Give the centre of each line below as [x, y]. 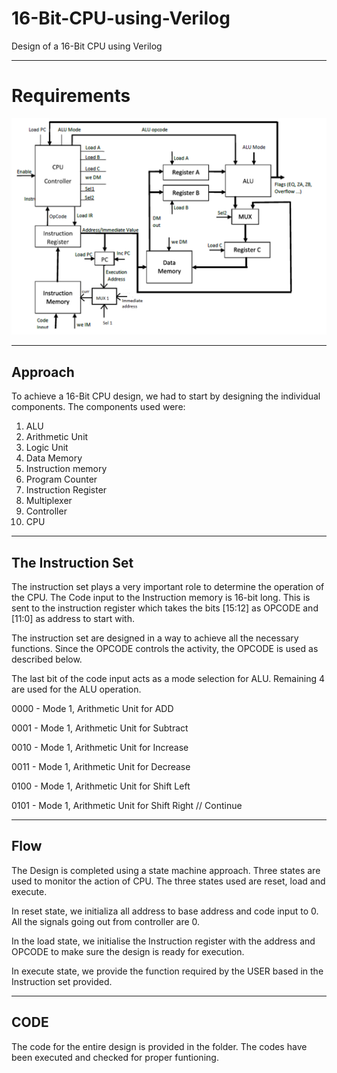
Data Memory [54, 458]
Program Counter [61, 479]
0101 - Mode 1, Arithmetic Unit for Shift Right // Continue [127, 805]
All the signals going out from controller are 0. [106, 921]
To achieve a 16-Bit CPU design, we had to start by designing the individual [166, 396]
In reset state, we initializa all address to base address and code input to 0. [165, 911]
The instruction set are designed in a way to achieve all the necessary [155, 638]
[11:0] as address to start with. [73, 618]
